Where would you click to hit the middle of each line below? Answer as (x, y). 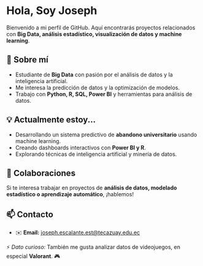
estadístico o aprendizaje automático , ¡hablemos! (70, 194)
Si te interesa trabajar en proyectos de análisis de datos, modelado (92, 188)
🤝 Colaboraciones (41, 173)
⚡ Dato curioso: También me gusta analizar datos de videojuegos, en (94, 247)
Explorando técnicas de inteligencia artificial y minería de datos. (96, 154)
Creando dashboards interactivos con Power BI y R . (80, 147)
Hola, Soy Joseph (52, 11)
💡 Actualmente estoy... (51, 120)
